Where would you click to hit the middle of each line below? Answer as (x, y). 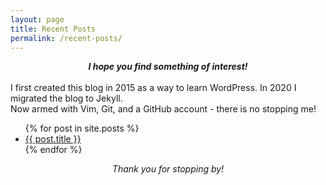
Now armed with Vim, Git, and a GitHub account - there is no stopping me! (163, 109)
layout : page (37, 19)
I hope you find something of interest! (168, 67)
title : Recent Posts (53, 29)
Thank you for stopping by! (168, 169)
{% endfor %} (53, 150)
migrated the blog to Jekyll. (66, 98)
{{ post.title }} (53, 139)
